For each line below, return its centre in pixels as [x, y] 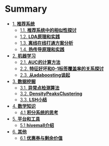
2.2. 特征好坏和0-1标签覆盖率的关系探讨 [62, 68]
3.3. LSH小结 [33, 99]
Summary [26, 9]
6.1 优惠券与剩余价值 [41, 138]
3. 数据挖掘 [24, 81]
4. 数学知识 [24, 106]
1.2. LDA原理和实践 [40, 36]
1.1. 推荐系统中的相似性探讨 [48, 30]
